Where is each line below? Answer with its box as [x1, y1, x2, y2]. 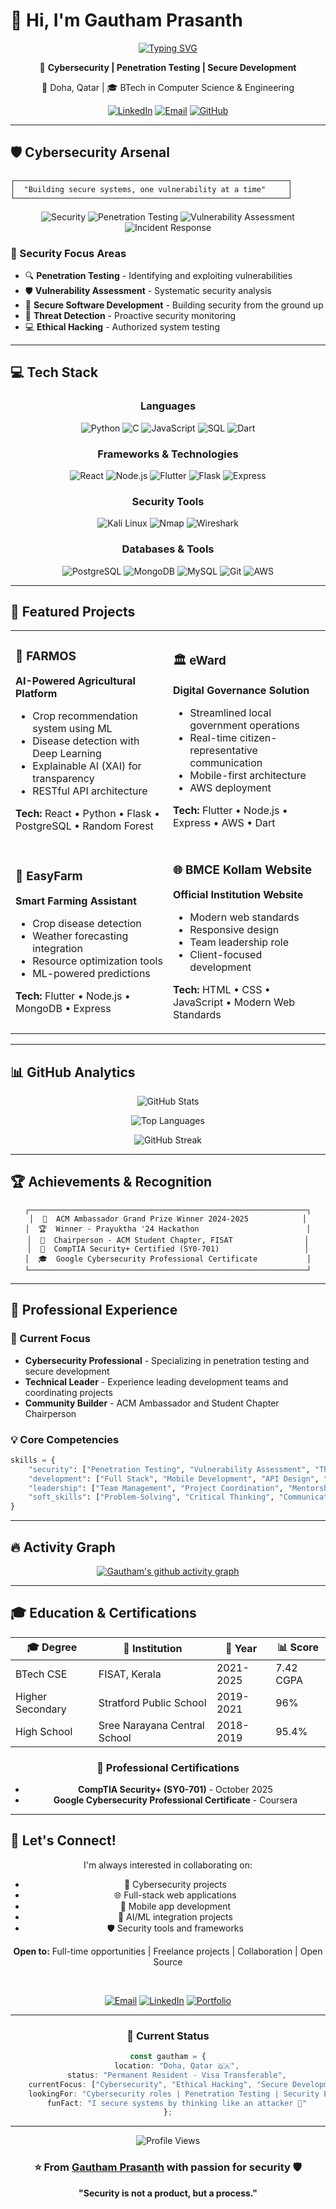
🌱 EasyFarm [15, 868, 83, 884]
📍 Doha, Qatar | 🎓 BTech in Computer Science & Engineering [41, 81, 295, 93]
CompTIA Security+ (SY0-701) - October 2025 [78, 1784, 273, 1796]
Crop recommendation [32, 709, 138, 723]
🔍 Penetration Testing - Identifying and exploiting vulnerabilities [24, 270, 293, 282]
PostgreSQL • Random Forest [15, 819, 154, 833]
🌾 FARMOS [15, 648, 77, 664]
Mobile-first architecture [189, 768, 307, 782]
